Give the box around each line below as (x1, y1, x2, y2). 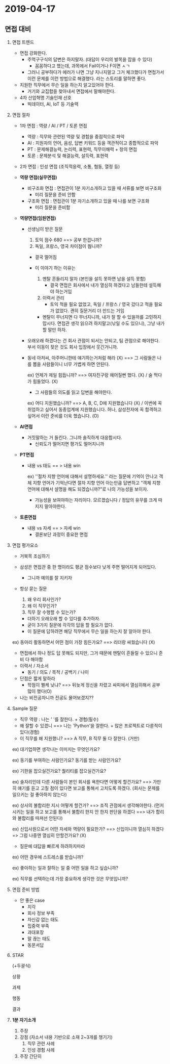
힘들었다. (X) (32, 378, 58, 384)
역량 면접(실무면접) (19, 174, 57, 180)
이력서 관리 (42, 295, 64, 301)
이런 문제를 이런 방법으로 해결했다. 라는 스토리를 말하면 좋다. (27, 75, 147, 82)
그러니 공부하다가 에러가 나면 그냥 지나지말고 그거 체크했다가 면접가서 (27, 69, 164, 75)
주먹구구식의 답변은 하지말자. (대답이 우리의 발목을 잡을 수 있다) (27, 57, 153, 62)
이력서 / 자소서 (19, 663, 49, 669)
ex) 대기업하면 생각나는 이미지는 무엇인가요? (12, 746, 100, 752)
